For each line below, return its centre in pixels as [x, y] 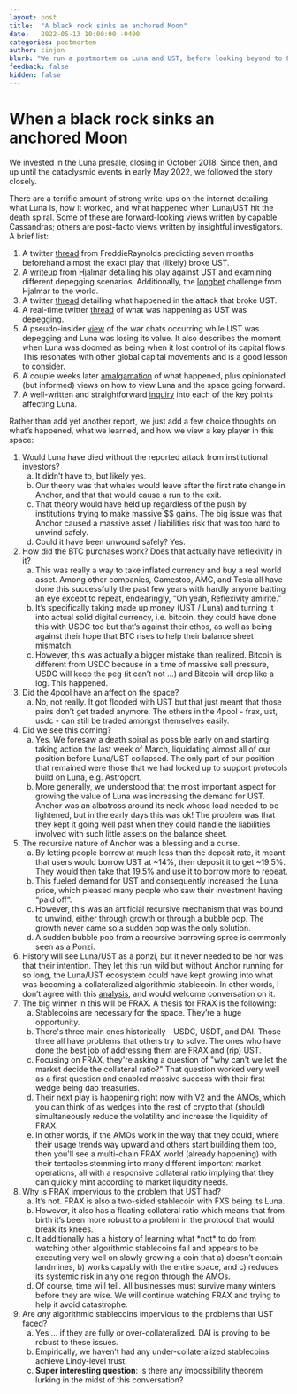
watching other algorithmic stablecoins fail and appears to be [147, 1248]
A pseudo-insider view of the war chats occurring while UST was [141, 328]
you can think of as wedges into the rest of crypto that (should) [150, 1106]
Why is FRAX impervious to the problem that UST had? [122, 1191]
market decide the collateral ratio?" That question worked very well [157, 1069]
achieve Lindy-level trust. [81, 1360]
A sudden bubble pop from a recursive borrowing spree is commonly [161, 937]
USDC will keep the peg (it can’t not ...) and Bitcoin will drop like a [154, 674]
